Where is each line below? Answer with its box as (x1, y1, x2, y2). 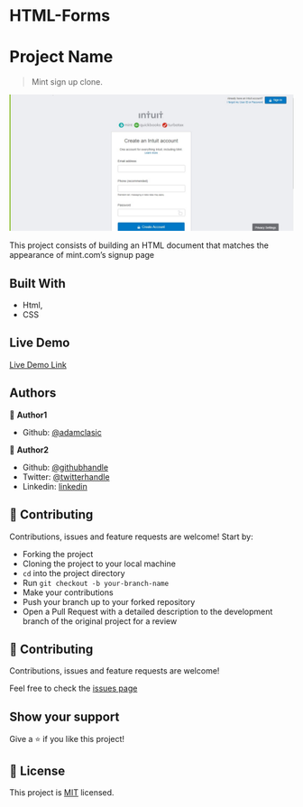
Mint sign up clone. (31, 77, 104, 87)
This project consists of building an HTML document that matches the (9, 240, 269, 251)
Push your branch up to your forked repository (22, 596, 196, 607)
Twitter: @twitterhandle (22, 471, 110, 482)
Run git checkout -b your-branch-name (22, 577, 170, 588)
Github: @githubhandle (22, 462, 109, 472)
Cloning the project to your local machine (22, 558, 176, 569)
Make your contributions (22, 587, 115, 598)
